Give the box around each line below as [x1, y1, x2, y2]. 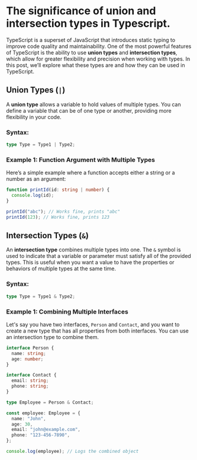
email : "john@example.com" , [11, 427, 81, 433]
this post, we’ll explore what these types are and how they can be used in [6, 61, 185, 69]
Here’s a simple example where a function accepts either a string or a [6, 169, 176, 176]
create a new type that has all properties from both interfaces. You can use [6, 327, 189, 334]
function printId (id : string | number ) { [6, 187, 110, 193]
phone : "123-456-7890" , [11, 432, 70, 438]
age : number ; [11, 356, 44, 362]
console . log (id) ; [11, 193, 54, 199]
